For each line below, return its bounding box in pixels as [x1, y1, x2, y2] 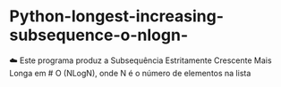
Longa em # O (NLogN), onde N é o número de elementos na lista [9, 67, 251, 78]
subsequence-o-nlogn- [9, 25, 189, 45]
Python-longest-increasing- [9, 6, 224, 27]
